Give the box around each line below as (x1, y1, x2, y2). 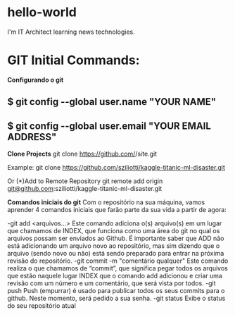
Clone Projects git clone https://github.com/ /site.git (7, 149, 157, 158)
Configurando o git (7, 75, 64, 84)
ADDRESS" (7, 131, 57, 143)
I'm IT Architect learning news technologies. (7, 27, 135, 36)
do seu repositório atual (7, 302, 76, 310)
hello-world (7, 4, 77, 20)
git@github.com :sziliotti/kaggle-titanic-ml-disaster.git (7, 185, 163, 193)
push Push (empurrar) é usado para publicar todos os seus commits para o (7, 287, 225, 295)
